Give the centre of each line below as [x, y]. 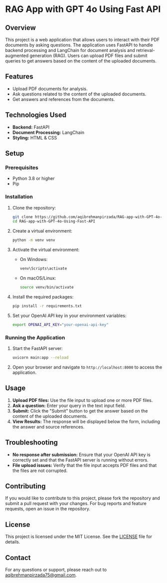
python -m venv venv [34, 240]
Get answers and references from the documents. [64, 99]
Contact [18, 558]
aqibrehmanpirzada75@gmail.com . [41, 575]
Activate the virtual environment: [46, 250]
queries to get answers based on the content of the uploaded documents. [81, 61]
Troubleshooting [32, 443]
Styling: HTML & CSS [35, 137]
